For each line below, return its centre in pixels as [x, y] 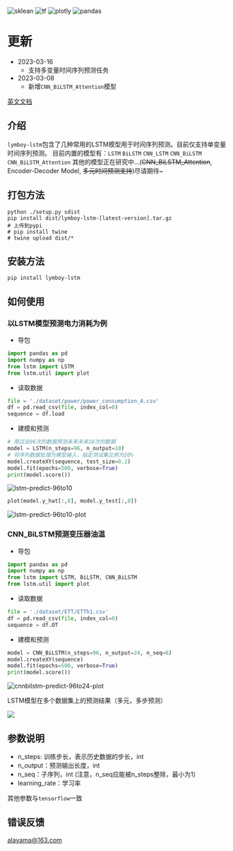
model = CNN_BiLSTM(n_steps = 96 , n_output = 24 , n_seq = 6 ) [90, 653]
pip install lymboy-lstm [44, 278]
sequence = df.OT [33, 625]
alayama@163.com [35, 840]
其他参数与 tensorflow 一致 [45, 798]
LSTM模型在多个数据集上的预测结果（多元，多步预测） [87, 700]
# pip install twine [38, 232]
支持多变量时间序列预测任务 [68, 70]
